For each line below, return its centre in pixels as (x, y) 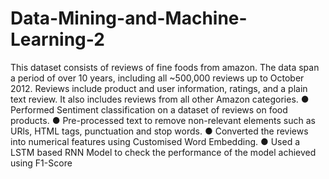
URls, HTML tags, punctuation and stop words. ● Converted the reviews (159, 131)
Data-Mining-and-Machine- (129, 18)
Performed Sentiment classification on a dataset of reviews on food (149, 109)
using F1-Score (41, 163)
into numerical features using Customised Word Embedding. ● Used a (155, 141)
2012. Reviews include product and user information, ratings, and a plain (159, 88)
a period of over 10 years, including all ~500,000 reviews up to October (157, 78)
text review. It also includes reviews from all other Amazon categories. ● (160, 99)
